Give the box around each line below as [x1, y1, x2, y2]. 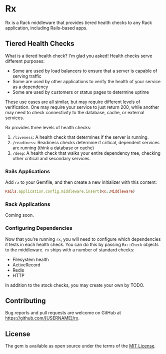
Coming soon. [5, 212, 34, 218]
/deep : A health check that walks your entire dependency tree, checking [12, 150, 161, 156]
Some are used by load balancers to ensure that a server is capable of [12, 68, 157, 74]
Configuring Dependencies [5, 225, 72, 232]
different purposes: [5, 58, 45, 64]
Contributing [5, 296, 46, 305]
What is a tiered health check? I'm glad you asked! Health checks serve [5, 53, 152, 59]
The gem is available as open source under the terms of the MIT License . [5, 343, 156, 349]
